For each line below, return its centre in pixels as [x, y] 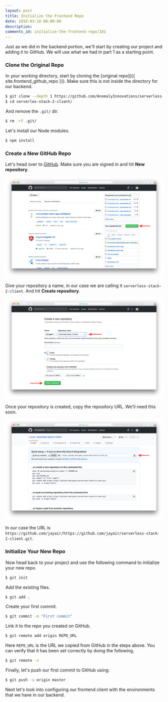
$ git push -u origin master [35, 680]
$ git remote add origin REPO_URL [41, 636]
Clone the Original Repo [34, 65]
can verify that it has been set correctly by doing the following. [70, 651]
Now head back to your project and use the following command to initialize [83, 563]
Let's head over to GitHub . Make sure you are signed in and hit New [75, 164]
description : [19, 27]
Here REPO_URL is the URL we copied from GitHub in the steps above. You [80, 645]
